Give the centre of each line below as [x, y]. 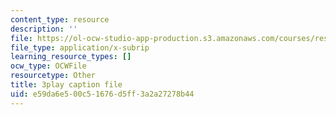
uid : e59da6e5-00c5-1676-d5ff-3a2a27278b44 [102, 94]
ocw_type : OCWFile [48, 66]
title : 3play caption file [66, 85]
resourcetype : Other [53, 76]
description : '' [44, 29]
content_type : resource [60, 19]
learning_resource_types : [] [71, 57]
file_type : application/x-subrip [80, 47]
